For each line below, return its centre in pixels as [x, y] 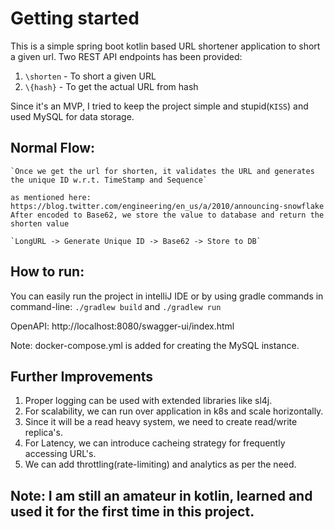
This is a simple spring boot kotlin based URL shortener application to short [165, 46]
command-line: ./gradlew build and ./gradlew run [116, 306]
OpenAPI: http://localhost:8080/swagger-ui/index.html [122, 326]
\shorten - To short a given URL [90, 76]
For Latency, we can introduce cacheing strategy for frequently [155, 443]
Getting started [75, 18]
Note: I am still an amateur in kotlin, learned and [161, 495]
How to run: [47, 272]
